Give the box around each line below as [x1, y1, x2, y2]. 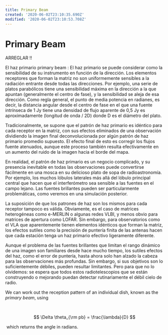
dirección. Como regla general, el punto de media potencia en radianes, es [5, 96, 160, 103]
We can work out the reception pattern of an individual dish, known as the [5, 289, 158, 295]
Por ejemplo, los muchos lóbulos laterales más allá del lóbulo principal [5, 175, 151, 181]
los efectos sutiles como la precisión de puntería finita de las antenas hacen [5, 227, 162, 234]
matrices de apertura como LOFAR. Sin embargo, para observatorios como [5, 216, 160, 222]
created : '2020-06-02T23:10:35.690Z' [5, 12, 85, 17]
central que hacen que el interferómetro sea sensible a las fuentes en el [5, 180, 154, 186]
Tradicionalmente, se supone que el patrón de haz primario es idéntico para [5, 123, 162, 129]
